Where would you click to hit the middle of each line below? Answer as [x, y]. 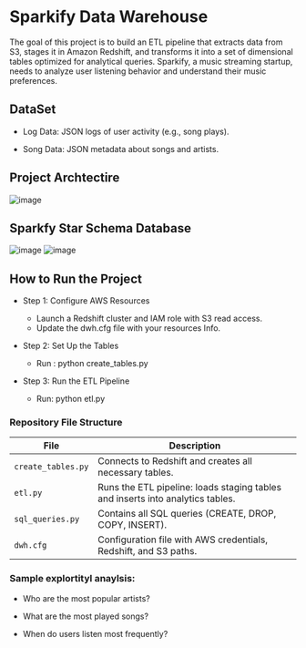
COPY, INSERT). [132, 525]
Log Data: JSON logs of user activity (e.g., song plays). [126, 131]
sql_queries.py [47, 519]
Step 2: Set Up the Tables [71, 346]
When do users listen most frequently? [95, 633]
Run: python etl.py [71, 399]
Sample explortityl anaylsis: [72, 579]
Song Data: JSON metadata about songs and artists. [121, 149]
